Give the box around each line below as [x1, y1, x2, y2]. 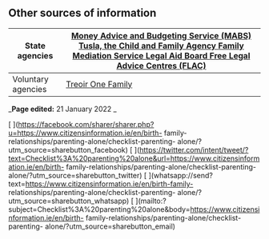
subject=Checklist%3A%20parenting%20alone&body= [8, 204, 191, 214]
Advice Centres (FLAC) [115, 60, 207, 71]
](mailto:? [135, 196, 167, 205]
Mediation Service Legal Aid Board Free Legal [72, 50, 251, 61]
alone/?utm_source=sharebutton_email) [45, 221, 176, 231]
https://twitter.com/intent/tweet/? [139, 145, 249, 154]
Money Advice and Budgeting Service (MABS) [70, 30, 252, 41]
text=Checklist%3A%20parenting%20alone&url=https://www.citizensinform [8, 153, 260, 163]
